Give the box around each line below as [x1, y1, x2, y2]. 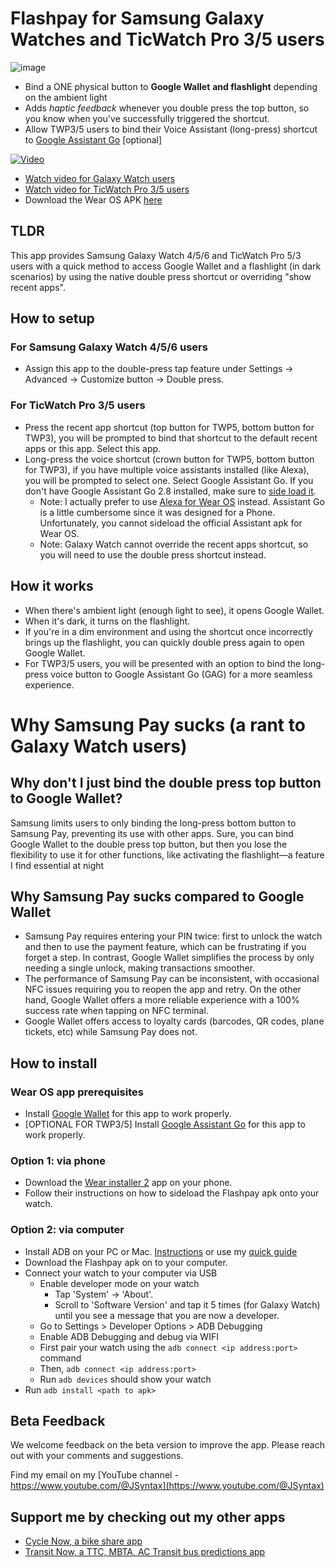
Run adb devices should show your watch [39, 1373, 212, 1385]
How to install [10, 1055, 98, 1072]
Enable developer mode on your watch [39, 1277, 200, 1289]
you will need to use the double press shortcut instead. [39, 548, 267, 561]
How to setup [10, 310, 95, 327]
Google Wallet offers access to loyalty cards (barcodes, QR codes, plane [24, 1015, 325, 1027]
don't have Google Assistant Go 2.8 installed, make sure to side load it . [24, 485, 317, 497]
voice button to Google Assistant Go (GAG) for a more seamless [50, 668, 313, 680]
